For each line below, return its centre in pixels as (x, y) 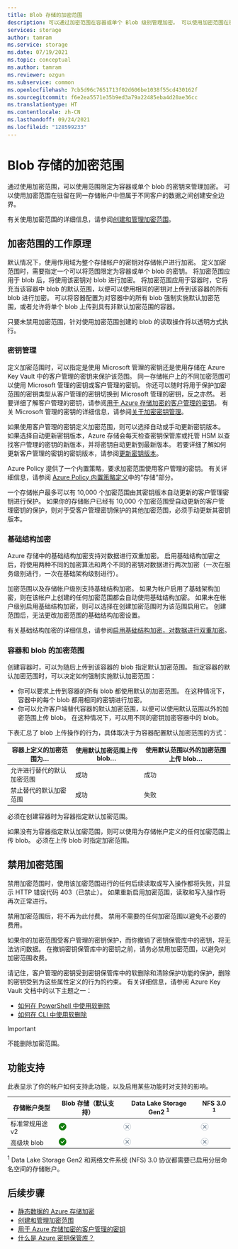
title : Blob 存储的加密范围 (45, 15)
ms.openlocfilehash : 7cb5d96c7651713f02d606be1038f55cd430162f (103, 90)
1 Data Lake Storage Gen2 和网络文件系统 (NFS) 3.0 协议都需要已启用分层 (114, 1159)
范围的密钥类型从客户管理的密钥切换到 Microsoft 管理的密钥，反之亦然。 (113, 394)
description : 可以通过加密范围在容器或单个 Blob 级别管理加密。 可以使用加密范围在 (118, 22)
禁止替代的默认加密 (38, 790)
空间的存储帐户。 (38, 1168)
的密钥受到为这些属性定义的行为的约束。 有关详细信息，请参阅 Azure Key (114, 982)
